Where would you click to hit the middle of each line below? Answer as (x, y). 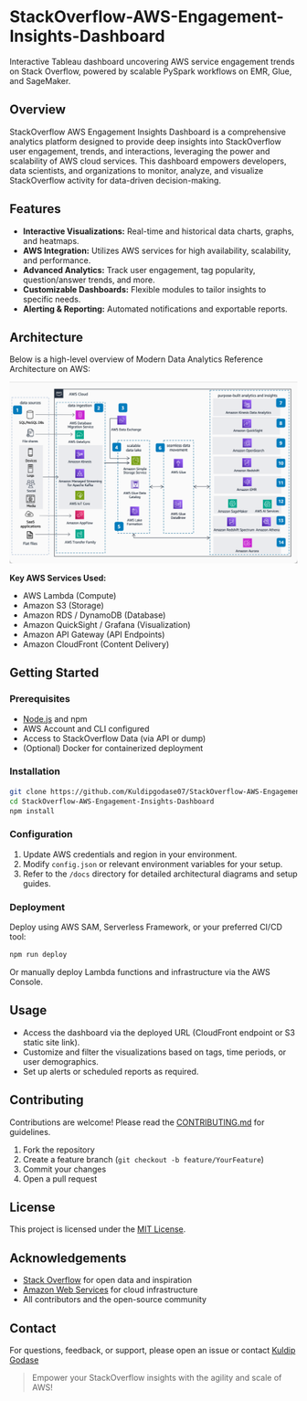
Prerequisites (40, 699)
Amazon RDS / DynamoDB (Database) (94, 615)
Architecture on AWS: (50, 369)
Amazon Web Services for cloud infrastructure (110, 1290)
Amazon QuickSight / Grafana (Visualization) (106, 624)
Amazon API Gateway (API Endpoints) (94, 634)
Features (35, 209)
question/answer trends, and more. (89, 280)
